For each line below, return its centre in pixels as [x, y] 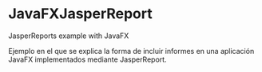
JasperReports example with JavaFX [69, 36]
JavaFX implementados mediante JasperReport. [87, 59]
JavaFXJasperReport [81, 14]
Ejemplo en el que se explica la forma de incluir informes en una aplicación [131, 51]
